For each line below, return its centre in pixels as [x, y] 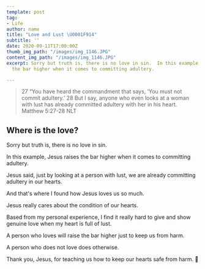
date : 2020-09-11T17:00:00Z [42, 46]
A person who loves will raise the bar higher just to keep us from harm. [95, 235]
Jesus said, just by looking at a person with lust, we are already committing [101, 175]
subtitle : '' [23, 40]
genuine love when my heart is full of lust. [59, 224]
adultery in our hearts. [34, 182]
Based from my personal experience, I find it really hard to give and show [99, 217]
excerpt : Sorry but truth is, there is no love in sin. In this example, [104, 63]
